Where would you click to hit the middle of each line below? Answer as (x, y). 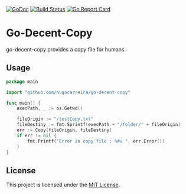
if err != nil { (37, 135)
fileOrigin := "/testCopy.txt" (55, 119)
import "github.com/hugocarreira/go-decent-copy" (68, 92)
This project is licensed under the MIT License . (63, 185)
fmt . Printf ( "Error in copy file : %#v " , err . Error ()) (96, 141)
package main (22, 82)
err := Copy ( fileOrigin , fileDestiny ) (64, 130)
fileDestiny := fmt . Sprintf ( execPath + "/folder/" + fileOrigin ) (99, 125)
